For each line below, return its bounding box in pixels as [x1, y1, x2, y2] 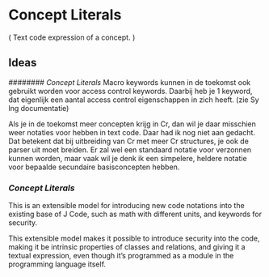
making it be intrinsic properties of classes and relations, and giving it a [8, 242, 246, 252]
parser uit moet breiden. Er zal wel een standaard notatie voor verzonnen [8, 144, 252, 155]
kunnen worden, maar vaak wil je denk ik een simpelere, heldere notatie [8, 153, 248, 163]
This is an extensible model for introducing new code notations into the [8, 201, 245, 211]
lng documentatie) [8, 103, 69, 113]
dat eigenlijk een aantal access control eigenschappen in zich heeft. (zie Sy [8, 95, 260, 104]
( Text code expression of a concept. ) [8, 32, 136, 42]
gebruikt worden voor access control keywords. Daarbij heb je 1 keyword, [8, 86, 253, 96]
